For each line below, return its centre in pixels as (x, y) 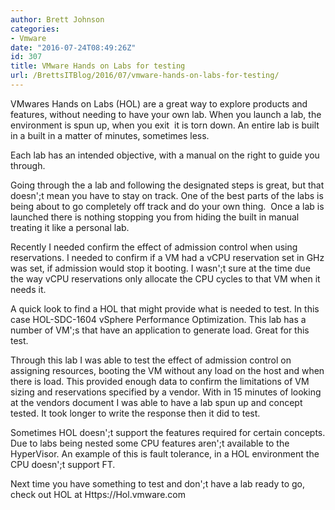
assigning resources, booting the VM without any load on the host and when (167, 370)
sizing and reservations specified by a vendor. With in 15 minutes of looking (166, 392)
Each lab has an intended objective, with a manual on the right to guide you (165, 155)
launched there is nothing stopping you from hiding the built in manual (155, 217)
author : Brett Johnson (57, 19)
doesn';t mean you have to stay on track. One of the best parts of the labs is (167, 195)
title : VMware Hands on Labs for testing (98, 66)
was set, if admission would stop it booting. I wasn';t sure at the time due (160, 268)
